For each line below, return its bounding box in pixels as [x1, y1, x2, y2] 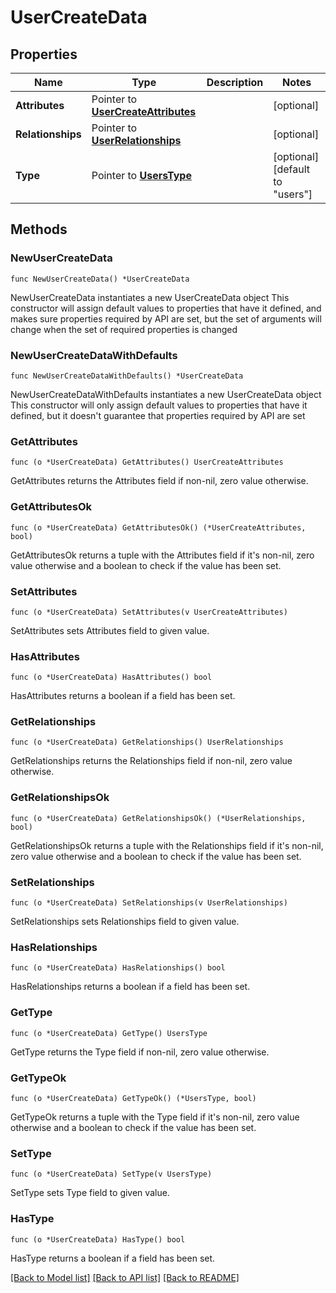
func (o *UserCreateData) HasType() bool [10, 1234, 186, 1245]
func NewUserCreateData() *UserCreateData [10, 274, 190, 284]
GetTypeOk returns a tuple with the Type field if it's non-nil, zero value [10, 1111, 300, 1123]
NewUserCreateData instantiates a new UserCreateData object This [10, 291, 290, 303]
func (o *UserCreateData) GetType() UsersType [10, 1028, 208, 1038]
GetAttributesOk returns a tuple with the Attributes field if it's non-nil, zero [10, 549, 315, 561]
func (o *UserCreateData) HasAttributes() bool [10, 672, 213, 683]
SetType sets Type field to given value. [10, 1187, 170, 1199]
